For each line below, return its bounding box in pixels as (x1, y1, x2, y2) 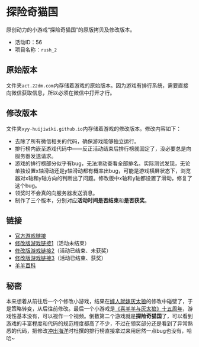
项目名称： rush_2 (14, 46, 57, 53)
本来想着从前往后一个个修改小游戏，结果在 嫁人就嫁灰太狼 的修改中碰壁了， (6, 298, 188, 305)
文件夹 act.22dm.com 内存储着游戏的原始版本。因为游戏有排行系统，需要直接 (6, 82, 188, 89)
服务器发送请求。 (14, 152, 57, 160)
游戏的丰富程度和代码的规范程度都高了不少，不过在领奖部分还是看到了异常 (6, 320, 188, 327)
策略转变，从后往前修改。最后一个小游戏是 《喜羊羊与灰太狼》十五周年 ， (11, 305, 188, 312)
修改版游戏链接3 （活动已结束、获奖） (14, 255, 107, 262)
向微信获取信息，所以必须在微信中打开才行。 (6, 89, 115, 96)
